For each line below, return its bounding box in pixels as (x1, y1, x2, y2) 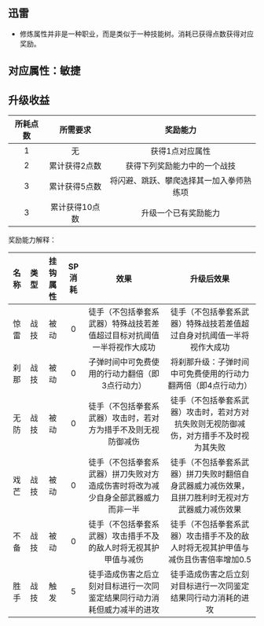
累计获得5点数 (49, 181, 102, 192)
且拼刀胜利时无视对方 (170, 492, 250, 503)
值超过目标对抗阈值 (88, 330, 159, 341)
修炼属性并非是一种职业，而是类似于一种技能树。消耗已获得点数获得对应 (19, 29, 254, 39)
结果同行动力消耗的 (170, 592, 242, 603)
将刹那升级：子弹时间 (170, 356, 250, 367)
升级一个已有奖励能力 (141, 208, 220, 219)
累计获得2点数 (49, 160, 102, 171)
